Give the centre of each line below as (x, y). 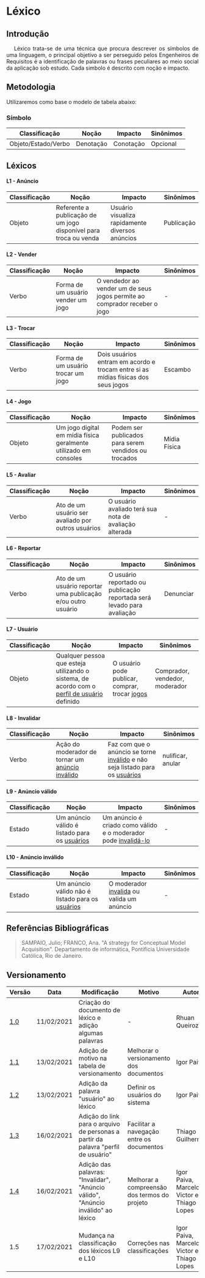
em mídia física (77, 435)
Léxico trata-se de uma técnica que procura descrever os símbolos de (106, 48)
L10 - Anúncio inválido (35, 857)
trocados (124, 458)
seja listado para (131, 767)
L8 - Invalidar (23, 718)
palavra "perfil (99, 1147)
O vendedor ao (118, 281)
